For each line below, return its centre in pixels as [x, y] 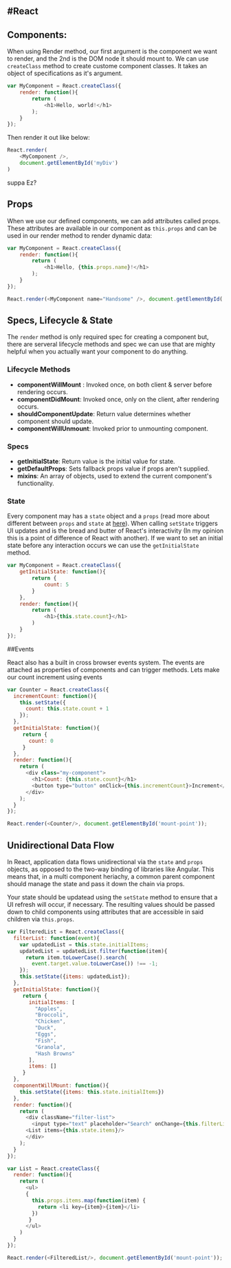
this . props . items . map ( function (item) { [89, 1200]
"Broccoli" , [52, 1015]
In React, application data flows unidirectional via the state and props [105, 862]
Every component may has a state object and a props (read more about [108, 516]
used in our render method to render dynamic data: [80, 235]
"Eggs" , [46, 1034]
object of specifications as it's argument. [65, 73]
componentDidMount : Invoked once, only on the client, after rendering [118, 399]
